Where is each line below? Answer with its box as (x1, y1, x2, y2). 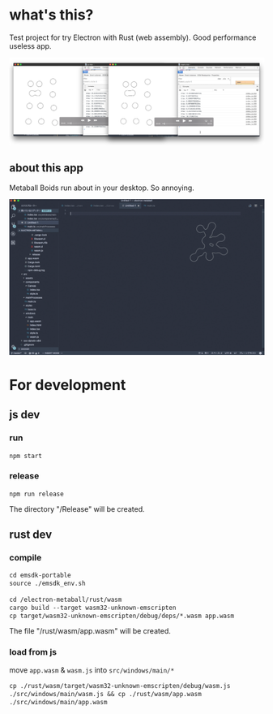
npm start (9, 452, 43, 460)
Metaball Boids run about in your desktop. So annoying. (9, 183, 195, 193)
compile (9, 552, 42, 564)
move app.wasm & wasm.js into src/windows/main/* (9, 664, 175, 675)
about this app (9, 161, 83, 175)
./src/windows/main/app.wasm (9, 698, 108, 706)
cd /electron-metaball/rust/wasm (9, 595, 122, 604)
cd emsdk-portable (9, 571, 71, 580)
